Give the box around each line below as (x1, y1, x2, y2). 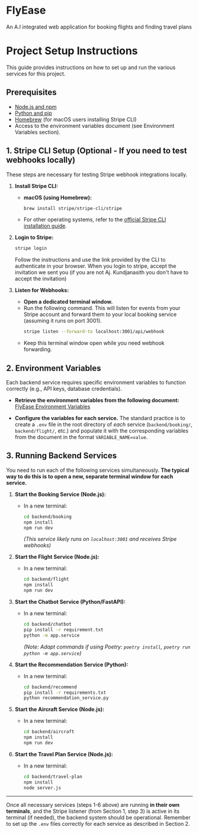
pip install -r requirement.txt (23, 627, 104, 632)
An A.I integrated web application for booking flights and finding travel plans (6, 23, 192, 30)
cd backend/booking (23, 513, 72, 519)
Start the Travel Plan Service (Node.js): (14, 750, 114, 757)
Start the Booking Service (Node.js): (14, 490, 106, 497)
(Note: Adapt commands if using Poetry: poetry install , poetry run (23, 643, 191, 650)
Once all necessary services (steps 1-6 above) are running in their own (6, 801, 180, 808)
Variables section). (14, 129, 61, 136)
